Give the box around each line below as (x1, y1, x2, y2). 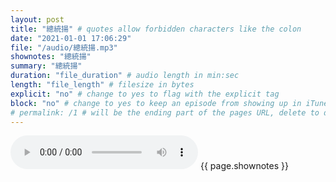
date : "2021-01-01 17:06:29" (10, 33, 132, 43)
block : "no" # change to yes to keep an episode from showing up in (10, 98, 302, 108)
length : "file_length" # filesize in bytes (10, 80, 195, 90)
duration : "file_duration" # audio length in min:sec (10, 71, 240, 81)
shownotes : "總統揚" (10, 52, 92, 62)
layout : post (10, 14, 65, 25)
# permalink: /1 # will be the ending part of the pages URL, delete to (10, 107, 320, 118)
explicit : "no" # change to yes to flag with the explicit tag (10, 89, 280, 99)
